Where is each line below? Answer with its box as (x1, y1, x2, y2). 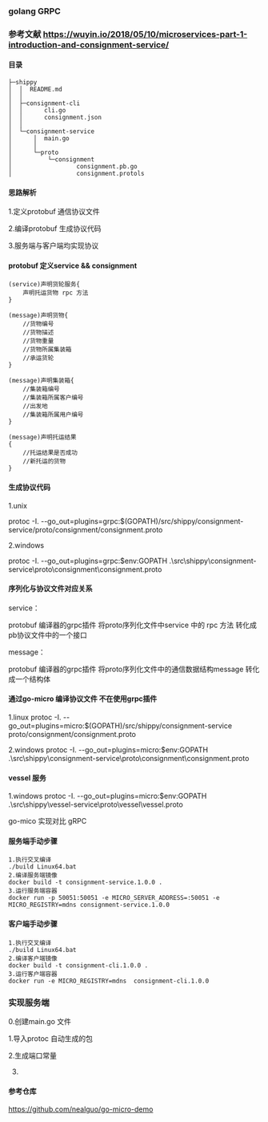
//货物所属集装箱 (22, 346, 72, 354)
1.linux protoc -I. (8, 712, 62, 723)
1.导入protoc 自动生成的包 (8, 1033, 94, 1043)
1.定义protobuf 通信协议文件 (8, 207, 100, 217)
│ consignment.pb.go (8, 163, 138, 171)
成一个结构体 (8, 674, 50, 683)
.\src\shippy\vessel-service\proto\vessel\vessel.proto (8, 800, 184, 809)
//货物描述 (22, 329, 54, 337)
